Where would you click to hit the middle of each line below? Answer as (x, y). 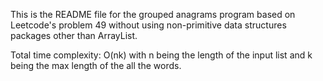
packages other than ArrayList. (74, 35)
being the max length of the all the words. (96, 65)
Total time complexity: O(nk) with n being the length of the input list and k (161, 55)
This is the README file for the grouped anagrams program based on (153, 14)
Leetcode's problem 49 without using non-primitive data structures (148, 25)
